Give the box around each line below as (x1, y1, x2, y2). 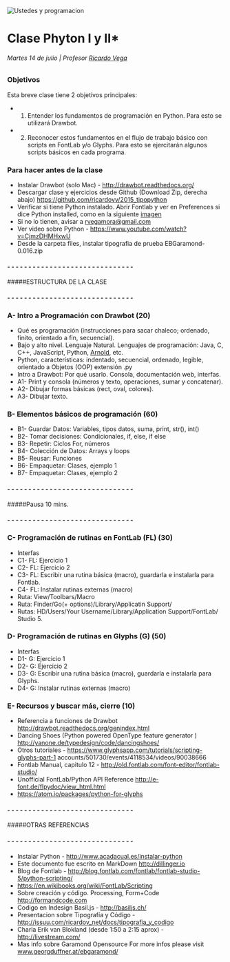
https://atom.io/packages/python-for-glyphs (17, 790, 143, 798)
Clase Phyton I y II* (7, 31, 119, 46)
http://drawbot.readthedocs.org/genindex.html (17, 724, 150, 733)
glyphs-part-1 (17, 753, 56, 762)
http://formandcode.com (17, 896, 87, 904)
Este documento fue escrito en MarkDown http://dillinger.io (17, 859, 186, 868)
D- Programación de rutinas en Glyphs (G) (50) (7, 631, 167, 641)
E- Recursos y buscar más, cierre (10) (7, 701, 136, 711)
